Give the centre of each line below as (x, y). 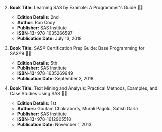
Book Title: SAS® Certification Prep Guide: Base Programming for (77, 48)
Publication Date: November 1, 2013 (54, 124)
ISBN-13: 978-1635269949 (45, 73)
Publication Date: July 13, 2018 (49, 38)
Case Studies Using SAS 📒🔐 (38, 94)
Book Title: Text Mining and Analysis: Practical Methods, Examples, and (83, 88)
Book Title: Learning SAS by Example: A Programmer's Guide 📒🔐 (76, 8)
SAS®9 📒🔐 (20, 53)
